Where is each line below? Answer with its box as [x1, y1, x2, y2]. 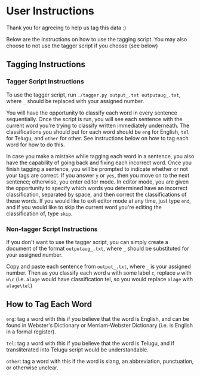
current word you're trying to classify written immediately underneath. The [6, 122, 190, 129]
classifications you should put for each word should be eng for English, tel [6, 128, 189, 136]
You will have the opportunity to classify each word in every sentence [6, 109, 177, 116]
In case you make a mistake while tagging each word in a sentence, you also [6, 152, 195, 160]
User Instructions [6, 4, 94, 18]
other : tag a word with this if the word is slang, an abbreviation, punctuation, [6, 357, 194, 365]
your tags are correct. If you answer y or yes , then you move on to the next [6, 172, 190, 179]
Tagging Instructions [6, 59, 85, 70]
